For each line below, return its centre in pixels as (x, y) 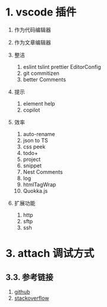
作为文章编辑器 (32, 42)
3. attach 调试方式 (50, 254)
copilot (32, 110)
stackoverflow (32, 298)
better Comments (45, 79)
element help (39, 103)
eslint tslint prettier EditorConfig (62, 67)
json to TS (35, 140)
